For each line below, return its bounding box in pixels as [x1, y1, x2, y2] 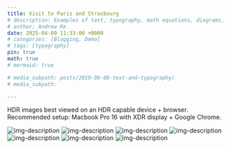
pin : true [7, 49, 36, 56]
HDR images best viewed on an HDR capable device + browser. [7, 105, 188, 114]
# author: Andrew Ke [7, 23, 67, 30]
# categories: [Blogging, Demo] [7, 36, 100, 43]
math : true [7, 55, 39, 62]
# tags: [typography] [7, 42, 70, 49]
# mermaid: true [7, 62, 54, 69]
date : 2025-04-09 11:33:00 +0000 [7, 29, 104, 37]
